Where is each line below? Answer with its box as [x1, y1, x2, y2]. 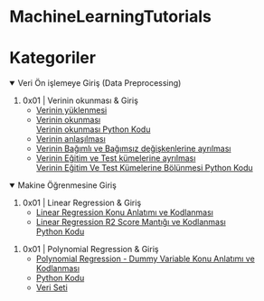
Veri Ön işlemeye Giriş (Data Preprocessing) [17, 78, 182, 89]
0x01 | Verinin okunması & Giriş [22, 95, 138, 106]
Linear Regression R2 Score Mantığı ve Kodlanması [35, 217, 226, 228]
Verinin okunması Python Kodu [35, 124, 151, 135]
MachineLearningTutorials [9, 6, 212, 27]
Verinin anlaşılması [35, 134, 106, 145]
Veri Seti [35, 282, 68, 293]
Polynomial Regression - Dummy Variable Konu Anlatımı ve [35, 253, 255, 264]
